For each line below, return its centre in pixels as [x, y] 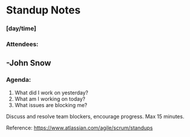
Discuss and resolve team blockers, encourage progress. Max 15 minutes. [95, 116]
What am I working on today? [50, 99]
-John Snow [29, 63]
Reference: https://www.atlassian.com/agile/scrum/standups [79, 128]
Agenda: [18, 80]
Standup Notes [43, 10]
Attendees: [22, 44]
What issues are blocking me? [51, 105]
